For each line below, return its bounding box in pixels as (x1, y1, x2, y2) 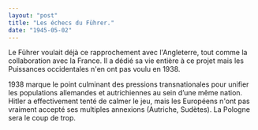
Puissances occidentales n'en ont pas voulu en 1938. (8, 65, 181, 74)
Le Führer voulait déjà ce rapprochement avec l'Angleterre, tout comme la (8, 48, 248, 58)
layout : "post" (8, 11, 58, 20)
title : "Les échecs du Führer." (8, 19, 114, 27)
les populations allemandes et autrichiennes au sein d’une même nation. (8, 88, 243, 98)
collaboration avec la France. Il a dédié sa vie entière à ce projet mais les (8, 56, 245, 65)
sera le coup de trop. (8, 113, 77, 123)
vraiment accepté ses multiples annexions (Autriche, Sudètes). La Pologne (8, 105, 251, 114)
